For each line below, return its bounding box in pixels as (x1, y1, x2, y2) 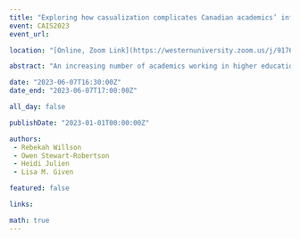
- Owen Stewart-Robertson (12, 151, 110, 161)
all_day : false (9, 103, 66, 111)
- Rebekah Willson (12, 143, 82, 152)
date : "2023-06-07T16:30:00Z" (9, 78, 122, 87)
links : (9, 200, 34, 209)
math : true (9, 216, 50, 225)
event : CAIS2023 (9, 21, 70, 30)
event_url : (9, 29, 50, 38)
